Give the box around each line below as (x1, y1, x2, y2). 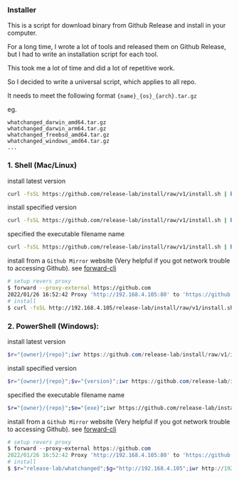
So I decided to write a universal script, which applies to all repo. (7, 78, 197, 86)
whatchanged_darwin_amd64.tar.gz (7, 119, 107, 126)
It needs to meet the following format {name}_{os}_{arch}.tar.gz (7, 91, 197, 100)
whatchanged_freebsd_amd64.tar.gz (7, 132, 110, 139)
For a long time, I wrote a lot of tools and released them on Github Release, (7, 43, 226, 51)
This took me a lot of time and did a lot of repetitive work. (7, 64, 176, 73)
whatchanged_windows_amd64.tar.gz (7, 137, 110, 145)
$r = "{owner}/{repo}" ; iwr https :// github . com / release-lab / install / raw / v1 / (7, 351, 231, 358)
